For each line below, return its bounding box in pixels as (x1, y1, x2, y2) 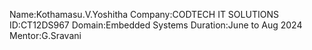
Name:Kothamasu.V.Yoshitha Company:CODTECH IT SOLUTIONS (9, 9, 279, 20)
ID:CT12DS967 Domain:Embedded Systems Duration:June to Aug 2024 (9, 19, 303, 31)
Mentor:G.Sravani (9, 30, 82, 41)
